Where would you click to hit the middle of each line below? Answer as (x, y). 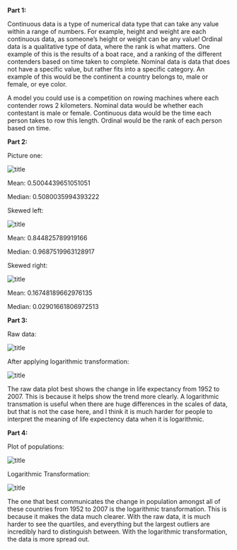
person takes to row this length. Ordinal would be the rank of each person (115, 120)
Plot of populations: (36, 447)
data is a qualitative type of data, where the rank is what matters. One (109, 46)
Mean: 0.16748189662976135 (50, 293)
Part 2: (17, 142)
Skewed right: (28, 265)
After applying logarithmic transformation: (68, 361)
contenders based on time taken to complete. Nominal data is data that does (119, 62)
